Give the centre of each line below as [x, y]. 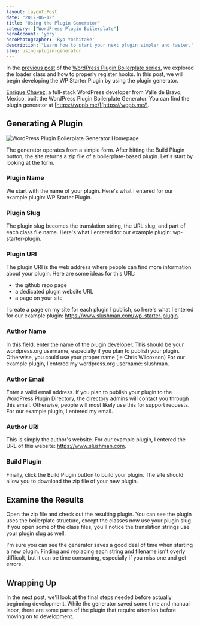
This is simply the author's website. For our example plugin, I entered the [96, 440]
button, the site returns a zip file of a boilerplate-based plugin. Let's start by [100, 156]
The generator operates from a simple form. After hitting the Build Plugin [96, 150]
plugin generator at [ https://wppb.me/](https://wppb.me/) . [78, 105]
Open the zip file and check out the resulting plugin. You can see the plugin [99, 514]
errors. [14, 564]
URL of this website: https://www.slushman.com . [66, 446]
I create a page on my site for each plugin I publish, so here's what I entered [100, 310]
